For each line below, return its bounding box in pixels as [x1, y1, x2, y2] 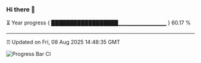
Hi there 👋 [6, 5, 36, 14]
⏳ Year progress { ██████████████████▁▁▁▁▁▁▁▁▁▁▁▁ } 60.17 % [6, 19, 191, 26]
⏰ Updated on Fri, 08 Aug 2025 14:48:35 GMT [6, 39, 121, 46]
